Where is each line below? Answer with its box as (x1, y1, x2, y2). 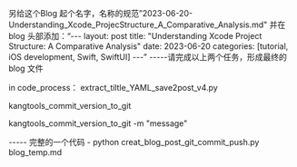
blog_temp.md (8, 147, 63, 157)
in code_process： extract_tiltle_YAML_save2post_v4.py (8, 83, 219, 93)
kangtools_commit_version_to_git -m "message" (8, 118, 188, 129)
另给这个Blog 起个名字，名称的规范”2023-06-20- (8, 8, 193, 18)
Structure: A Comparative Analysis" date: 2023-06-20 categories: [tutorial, (8, 41, 289, 52)
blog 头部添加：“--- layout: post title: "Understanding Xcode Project (8, 31, 262, 41)
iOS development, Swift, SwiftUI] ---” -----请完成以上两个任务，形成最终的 (8, 52, 287, 62)
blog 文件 (8, 63, 44, 74)
